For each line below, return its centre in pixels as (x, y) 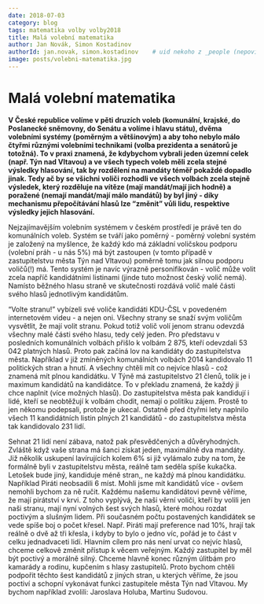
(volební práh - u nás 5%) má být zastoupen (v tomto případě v (110, 252)
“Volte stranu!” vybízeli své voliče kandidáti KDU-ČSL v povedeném (117, 309)
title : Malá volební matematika (61, 37)
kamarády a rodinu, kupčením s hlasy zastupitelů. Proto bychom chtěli (122, 566)
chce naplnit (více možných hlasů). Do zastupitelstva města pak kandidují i (129, 392)
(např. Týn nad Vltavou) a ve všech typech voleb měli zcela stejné (118, 161)
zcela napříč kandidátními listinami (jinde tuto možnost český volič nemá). (128, 277)
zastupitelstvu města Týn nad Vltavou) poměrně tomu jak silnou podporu (126, 260)
